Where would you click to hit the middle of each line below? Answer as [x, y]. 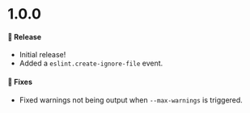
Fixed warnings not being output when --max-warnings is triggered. [131, 100]
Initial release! [42, 55]
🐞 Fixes [20, 82]
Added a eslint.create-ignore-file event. [91, 63]
